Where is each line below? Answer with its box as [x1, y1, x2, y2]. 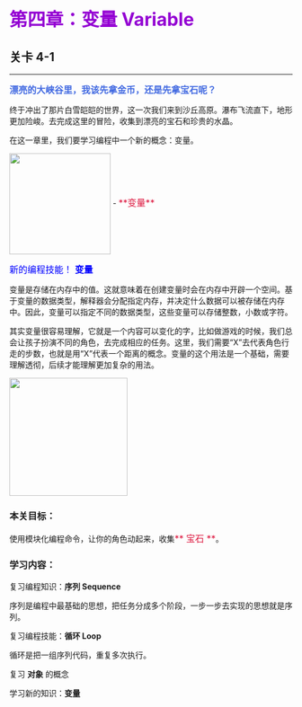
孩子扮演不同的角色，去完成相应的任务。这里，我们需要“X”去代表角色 [24, 337, 281, 348]
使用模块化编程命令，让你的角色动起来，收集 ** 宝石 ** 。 [9, 533, 225, 545]
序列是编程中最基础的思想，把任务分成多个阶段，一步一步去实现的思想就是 [9, 600, 285, 611]
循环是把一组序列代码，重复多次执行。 [9, 650, 151, 660]
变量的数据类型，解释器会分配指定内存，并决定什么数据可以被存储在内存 [16, 296, 285, 305]
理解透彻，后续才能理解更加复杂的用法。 [9, 359, 159, 370]
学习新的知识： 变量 [9, 687, 81, 698]
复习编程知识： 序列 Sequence [9, 580, 121, 592]
